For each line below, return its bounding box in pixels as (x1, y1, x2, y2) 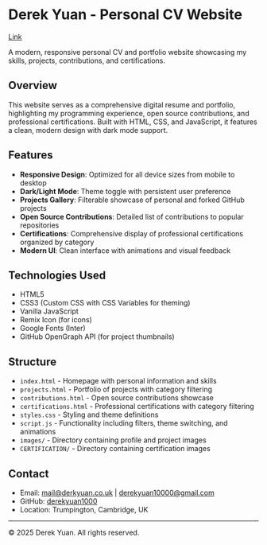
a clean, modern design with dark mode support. (8, 125, 168, 134)
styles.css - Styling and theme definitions (19, 410, 159, 419)
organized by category (19, 237, 95, 247)
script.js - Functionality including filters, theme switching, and (19, 418, 228, 428)
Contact (8, 467, 49, 481)
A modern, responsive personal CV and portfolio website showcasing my (8, 47, 247, 56)
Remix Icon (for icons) (19, 315, 93, 325)
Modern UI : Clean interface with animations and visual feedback (19, 245, 231, 255)
